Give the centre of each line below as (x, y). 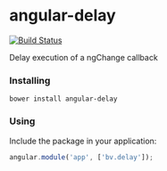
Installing (30, 80)
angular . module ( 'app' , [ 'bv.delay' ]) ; (81, 157)
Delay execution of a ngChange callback (83, 57)
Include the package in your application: (83, 141)
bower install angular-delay (63, 99)
